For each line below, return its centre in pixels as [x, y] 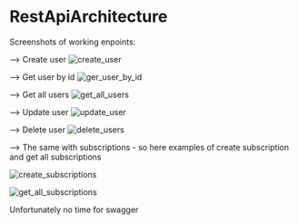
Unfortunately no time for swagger [74, 209]
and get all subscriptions [55, 157]
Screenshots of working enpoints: [73, 42]
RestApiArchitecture [89, 17]
